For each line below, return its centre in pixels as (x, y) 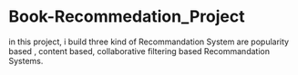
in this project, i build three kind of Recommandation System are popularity (149, 42)
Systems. (26, 61)
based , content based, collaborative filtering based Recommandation (139, 51)
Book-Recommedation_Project (127, 17)
